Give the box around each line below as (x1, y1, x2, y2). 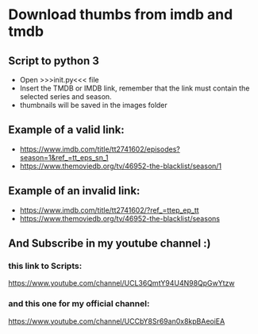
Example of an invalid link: (8, 184, 141, 198)
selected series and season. (19, 92, 113, 101)
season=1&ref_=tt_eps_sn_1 (19, 152, 109, 162)
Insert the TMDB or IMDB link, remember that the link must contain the (19, 83, 250, 93)
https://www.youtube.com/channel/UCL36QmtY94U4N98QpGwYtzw (8, 278, 236, 288)
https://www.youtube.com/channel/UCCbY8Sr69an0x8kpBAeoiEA (8, 316, 225, 326)
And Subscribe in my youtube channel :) (8, 236, 211, 251)
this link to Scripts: (8, 260, 83, 271)
